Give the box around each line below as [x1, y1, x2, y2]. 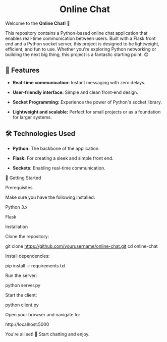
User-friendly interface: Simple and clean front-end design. [12, 89, 139, 95]
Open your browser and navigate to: [5, 311, 80, 317]
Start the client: [5, 292, 37, 298]
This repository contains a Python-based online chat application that [5, 30, 148, 36]
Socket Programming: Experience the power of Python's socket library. [12, 99, 162, 105]
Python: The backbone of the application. [12, 145, 100, 151]
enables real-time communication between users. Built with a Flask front [5, 35, 156, 41]
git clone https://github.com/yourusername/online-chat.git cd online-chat [5, 243, 158, 249]
